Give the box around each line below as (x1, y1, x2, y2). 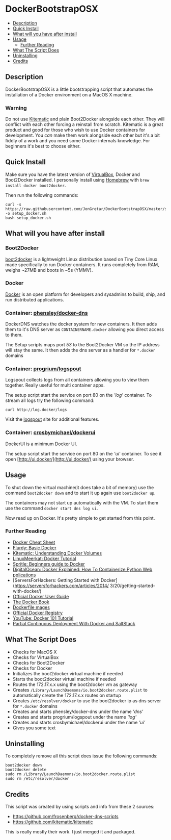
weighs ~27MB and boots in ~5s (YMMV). (5, 267, 93, 273)
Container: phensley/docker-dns (5, 309, 88, 316)
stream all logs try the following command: (5, 397, 95, 403)
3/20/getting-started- (110, 582, 155, 589)
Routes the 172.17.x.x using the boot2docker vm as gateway (12, 681, 137, 688)
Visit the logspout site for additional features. (5, 416, 100, 422)
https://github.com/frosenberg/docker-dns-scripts (12, 813, 119, 820)
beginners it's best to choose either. (5, 143, 81, 149)
